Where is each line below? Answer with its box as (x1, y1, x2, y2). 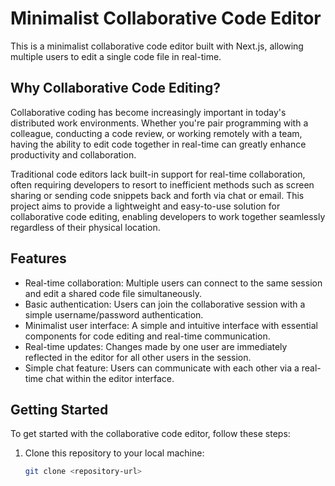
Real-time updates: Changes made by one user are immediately (24, 340, 288, 352)
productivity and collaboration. (10, 148, 137, 161)
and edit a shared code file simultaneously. (24, 287, 202, 299)
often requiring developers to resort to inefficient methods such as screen (10, 178, 315, 191)
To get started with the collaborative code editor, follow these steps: (10, 428, 291, 440)
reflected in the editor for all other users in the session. (24, 351, 252, 363)
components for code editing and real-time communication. (24, 330, 271, 342)
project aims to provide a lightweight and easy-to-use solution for (10, 200, 281, 212)
